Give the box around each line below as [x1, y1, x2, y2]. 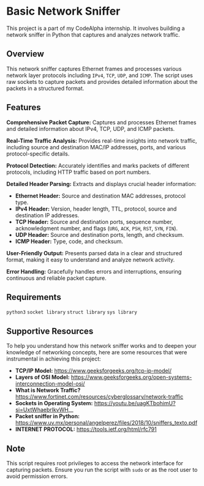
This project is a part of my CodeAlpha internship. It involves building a [6, 24, 185, 32]
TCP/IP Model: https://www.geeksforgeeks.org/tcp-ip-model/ [15, 367, 172, 375]
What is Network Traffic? [15, 387, 81, 394]
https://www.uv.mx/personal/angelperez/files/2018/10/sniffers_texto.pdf [15, 419, 198, 427]
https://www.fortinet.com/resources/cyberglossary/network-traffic [15, 393, 184, 400]
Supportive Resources [6, 326, 94, 336]
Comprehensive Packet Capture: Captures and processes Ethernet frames [6, 118, 197, 126]
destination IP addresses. [15, 211, 80, 219]
